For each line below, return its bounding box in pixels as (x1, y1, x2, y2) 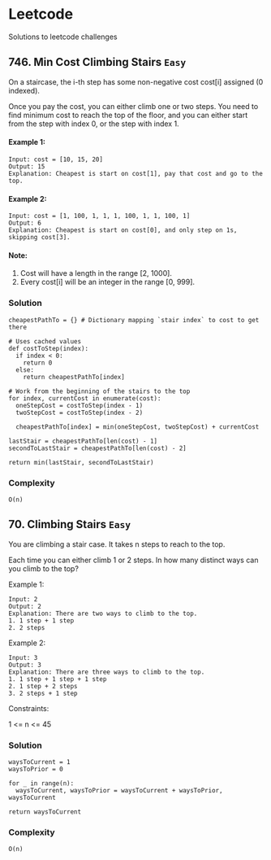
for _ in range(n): (8, 779, 75, 788)
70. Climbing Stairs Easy (8, 517, 131, 531)
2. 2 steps (8, 623, 45, 631)
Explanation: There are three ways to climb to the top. (8, 668, 205, 676)
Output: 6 (8, 219, 42, 228)
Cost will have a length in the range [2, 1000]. (19, 268, 173, 278)
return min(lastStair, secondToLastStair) (8, 458, 154, 466)
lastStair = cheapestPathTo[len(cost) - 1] (8, 437, 158, 445)
